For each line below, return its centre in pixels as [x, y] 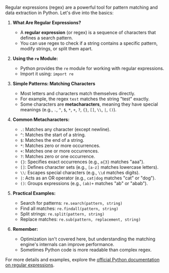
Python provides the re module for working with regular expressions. [92, 68]
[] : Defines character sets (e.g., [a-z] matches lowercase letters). [89, 167]
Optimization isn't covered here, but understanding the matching [88, 239]
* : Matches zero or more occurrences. [60, 145]
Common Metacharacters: [41, 119]
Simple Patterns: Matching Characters [54, 84]
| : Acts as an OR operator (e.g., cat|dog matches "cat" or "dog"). [88, 178]
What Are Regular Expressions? [47, 23]
